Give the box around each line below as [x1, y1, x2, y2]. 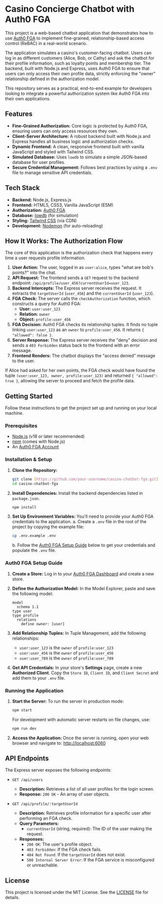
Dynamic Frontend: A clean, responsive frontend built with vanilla [12, 143, 145, 150]
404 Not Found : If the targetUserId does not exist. [26, 852, 126, 858]
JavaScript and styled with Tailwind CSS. [12, 149, 95, 154]
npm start [12, 707, 33, 712]
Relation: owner [19, 311, 50, 317]
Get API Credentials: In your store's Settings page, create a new [12, 664, 143, 670]
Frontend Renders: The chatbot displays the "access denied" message [12, 353, 156, 359]
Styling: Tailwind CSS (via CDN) [12, 218, 77, 223]
